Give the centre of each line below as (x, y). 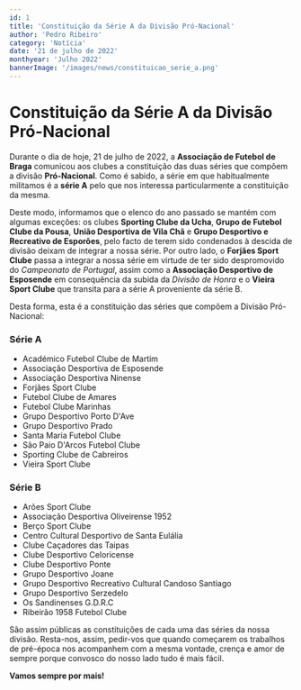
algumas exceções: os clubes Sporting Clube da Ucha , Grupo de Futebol (146, 222)
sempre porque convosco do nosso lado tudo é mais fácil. (117, 658)
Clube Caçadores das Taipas (75, 545)
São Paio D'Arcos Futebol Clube (81, 445)
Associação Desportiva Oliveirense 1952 (97, 517)
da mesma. (30, 195)
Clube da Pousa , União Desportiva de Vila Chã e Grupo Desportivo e (139, 232)
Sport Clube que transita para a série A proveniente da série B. (126, 288)
